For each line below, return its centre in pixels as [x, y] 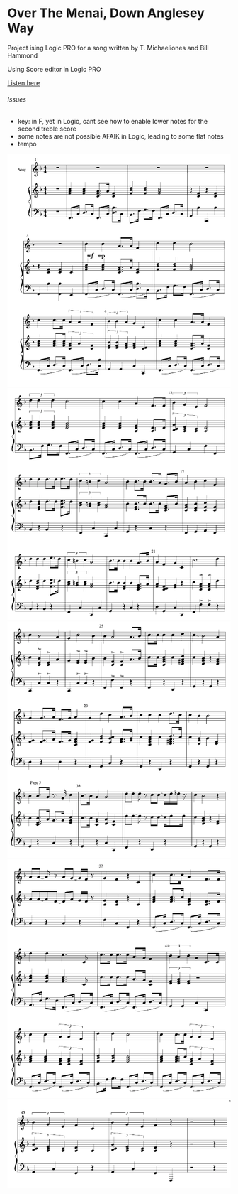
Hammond [23, 55]
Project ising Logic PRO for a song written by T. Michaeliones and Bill [108, 48]
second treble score [47, 129]
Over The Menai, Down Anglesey [106, 13]
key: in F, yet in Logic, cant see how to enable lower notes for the [112, 122]
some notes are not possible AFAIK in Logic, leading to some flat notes [121, 136]
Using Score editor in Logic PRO [54, 69]
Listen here [24, 82]
